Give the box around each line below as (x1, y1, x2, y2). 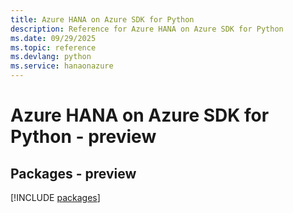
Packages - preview (10, 165, 137, 182)
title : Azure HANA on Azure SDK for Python (10, 14, 195, 25)
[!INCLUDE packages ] (10, 192, 101, 203)
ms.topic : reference (10, 42, 97, 53)
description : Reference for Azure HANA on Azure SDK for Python (10, 24, 284, 34)
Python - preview (10, 126, 157, 148)
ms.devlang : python (10, 52, 92, 62)
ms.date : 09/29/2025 (10, 33, 97, 43)
